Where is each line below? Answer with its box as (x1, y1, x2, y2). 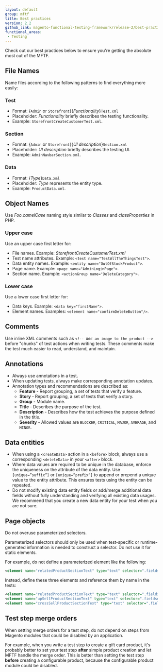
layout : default (5, 7, 38, 12)
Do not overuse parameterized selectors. (5, 530, 87, 536)
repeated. (12, 482, 32, 488)
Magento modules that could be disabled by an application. (5, 632, 124, 638)
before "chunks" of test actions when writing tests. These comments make (5, 341, 155, 346)
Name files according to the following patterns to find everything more (5, 80, 146, 86)
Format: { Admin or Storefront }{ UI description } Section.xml (12, 141, 127, 147)
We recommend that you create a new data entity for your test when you (12, 498, 158, 503)
